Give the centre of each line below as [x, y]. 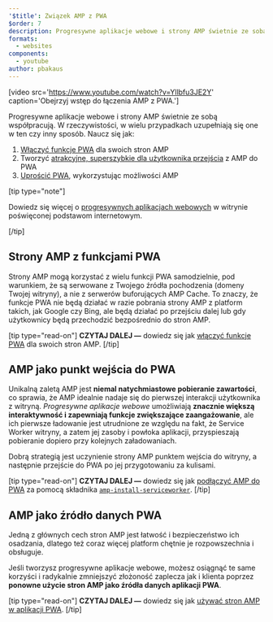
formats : [23, 39]
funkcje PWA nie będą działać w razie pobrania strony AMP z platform [126, 302]
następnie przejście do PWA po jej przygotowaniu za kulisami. [112, 465]
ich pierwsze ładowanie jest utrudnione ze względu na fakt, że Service [126, 424]
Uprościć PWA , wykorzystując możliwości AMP [99, 175]
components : [28, 54]
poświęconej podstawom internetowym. [76, 215]
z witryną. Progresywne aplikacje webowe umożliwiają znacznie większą [132, 407]
